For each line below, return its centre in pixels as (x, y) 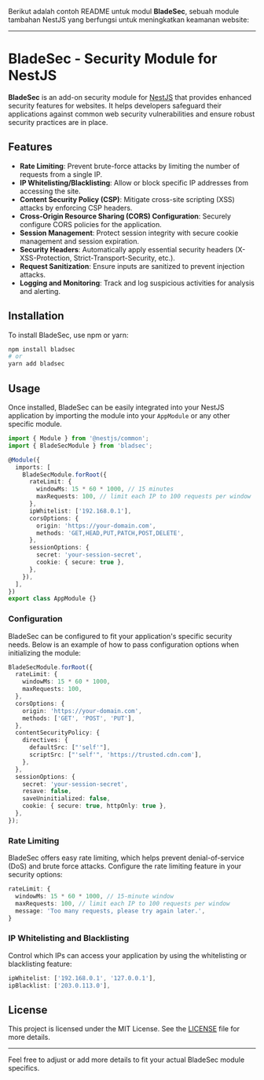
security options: (35, 875)
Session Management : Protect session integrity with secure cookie (129, 233)
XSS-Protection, (46, 258)
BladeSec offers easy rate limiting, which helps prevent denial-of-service (126, 858)
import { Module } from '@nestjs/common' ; (79, 439)
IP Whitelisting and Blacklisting (69, 939)
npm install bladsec (42, 349)
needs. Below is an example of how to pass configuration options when (124, 645)
